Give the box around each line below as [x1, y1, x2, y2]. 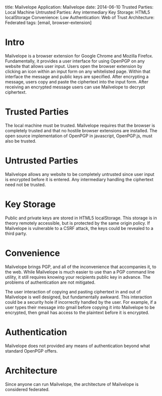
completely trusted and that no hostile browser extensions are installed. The [5, 127, 158, 133]
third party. [5, 230, 27, 236]
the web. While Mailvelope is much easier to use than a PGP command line [5, 269, 155, 275]
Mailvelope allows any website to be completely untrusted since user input [5, 171, 155, 177]
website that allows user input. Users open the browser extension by [5, 63, 143, 69]
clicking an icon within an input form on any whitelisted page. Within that [5, 68, 151, 74]
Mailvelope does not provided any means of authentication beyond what [5, 343, 150, 349]
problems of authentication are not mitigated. [5, 279, 96, 285]
